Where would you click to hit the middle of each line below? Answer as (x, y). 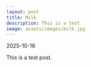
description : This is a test (43, 23)
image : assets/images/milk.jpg (46, 29)
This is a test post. (29, 57)
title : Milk (21, 18)
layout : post (23, 12)
